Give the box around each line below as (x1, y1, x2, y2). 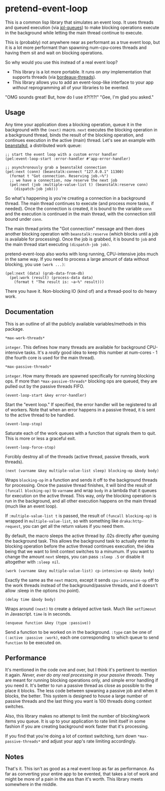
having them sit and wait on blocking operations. (5, 50, 104, 56)
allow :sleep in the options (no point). (5, 587, 80, 593)
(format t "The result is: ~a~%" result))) (14, 279, 105, 284)
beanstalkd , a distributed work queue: (5, 142, 82, 148)
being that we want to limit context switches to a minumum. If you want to (5, 548, 154, 554)
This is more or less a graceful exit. (5, 435, 76, 441)
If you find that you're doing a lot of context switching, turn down (5, 733, 137, 739)
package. (5, 326, 24, 332)
